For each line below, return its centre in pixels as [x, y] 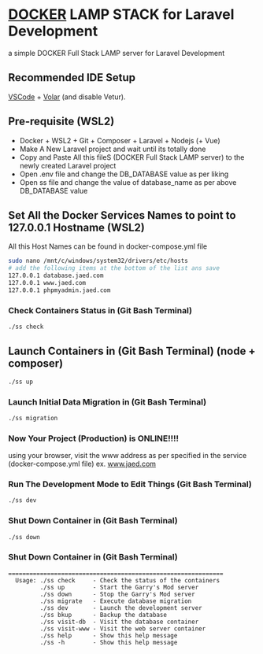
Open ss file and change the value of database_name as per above [128, 182]
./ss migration [33, 418]
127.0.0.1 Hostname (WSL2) [77, 227]
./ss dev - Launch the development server [121, 608]
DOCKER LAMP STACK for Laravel [121, 15]
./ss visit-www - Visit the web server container [123, 628]
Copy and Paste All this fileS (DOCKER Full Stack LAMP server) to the [132, 157]
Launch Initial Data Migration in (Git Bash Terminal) [107, 401]
